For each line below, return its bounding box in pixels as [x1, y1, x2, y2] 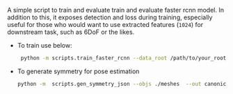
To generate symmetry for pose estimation [17, 67, 140, 75]
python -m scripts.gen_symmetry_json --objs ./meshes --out [17, 80, 202, 87]
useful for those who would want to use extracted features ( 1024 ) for [7, 21, 204, 28]
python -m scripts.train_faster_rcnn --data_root [20, 55, 168, 62]
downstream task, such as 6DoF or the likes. [7, 28, 135, 36]
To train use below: [17, 41, 72, 49]
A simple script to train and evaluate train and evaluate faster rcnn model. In [7, 6, 225, 14]
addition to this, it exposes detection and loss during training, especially [7, 13, 213, 21]
